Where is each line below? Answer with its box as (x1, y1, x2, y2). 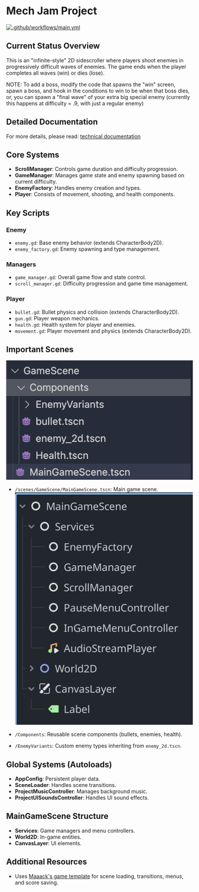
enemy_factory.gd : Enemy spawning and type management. (14, 246, 161, 253)
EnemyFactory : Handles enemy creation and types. (14, 184, 142, 192)
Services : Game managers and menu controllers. (14, 827, 135, 834)
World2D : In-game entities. (14, 833, 82, 840)
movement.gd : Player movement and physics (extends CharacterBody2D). (14, 327, 192, 334)
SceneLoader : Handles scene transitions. (14, 781, 117, 788)
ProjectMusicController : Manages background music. (14, 788, 148, 795)
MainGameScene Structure (6, 811, 109, 821)
